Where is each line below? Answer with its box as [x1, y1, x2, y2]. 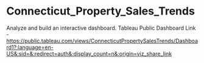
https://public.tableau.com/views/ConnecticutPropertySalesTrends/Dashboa [6, 37, 199, 44]
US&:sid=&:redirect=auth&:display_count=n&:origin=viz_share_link [6, 50, 172, 57]
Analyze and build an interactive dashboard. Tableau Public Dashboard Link [6, 24, 196, 31]
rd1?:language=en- [6, 44, 54, 51]
